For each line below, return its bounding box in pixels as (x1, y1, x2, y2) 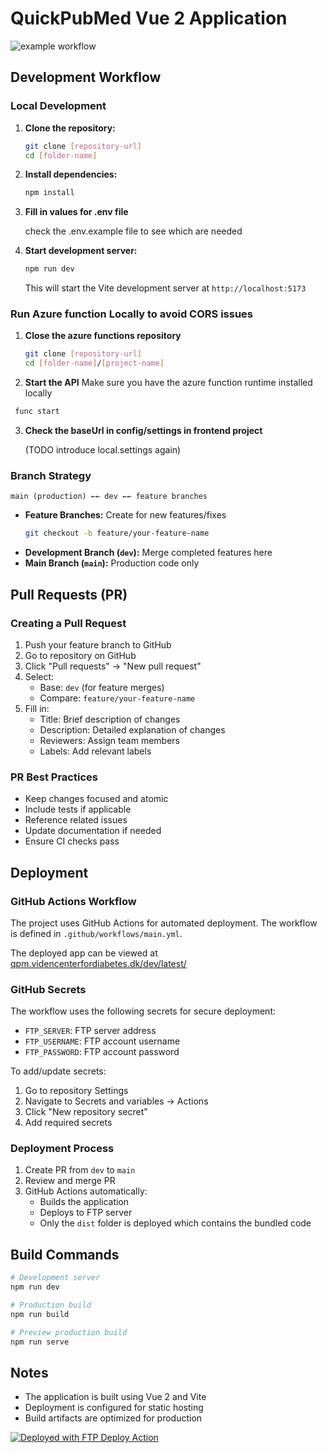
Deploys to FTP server (39, 1207, 133, 1219)
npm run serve (10, 1337, 70, 1347)
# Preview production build (10, 1327, 128, 1337)
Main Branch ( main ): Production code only (24, 557, 200, 569)
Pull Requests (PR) (10, 586, 128, 603)
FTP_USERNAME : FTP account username (24, 1035, 181, 1047)
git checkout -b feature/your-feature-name (24, 528, 210, 539)
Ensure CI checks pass (24, 835, 120, 847)
